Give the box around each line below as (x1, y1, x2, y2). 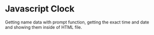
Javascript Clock (5, 3, 75, 14)
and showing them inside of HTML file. (5, 24, 82, 30)
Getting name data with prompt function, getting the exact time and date (5, 19, 149, 25)
